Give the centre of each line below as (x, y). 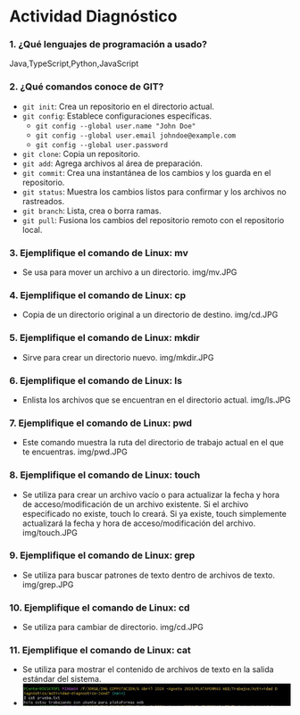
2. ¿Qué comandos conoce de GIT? (87, 87)
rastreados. (43, 201)
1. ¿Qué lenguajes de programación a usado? (108, 45)
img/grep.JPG (48, 584)
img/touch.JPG (50, 532)
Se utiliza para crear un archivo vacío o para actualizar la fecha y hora (150, 495)
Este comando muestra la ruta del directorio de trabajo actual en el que (153, 443)
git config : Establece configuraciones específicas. (117, 116)
